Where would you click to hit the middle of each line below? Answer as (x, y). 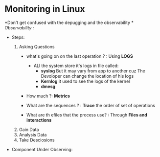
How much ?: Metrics (48, 96)
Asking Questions (37, 46)
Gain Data (29, 129)
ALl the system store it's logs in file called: (76, 66)
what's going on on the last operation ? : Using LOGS (80, 56)
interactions (39, 120)
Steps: (18, 37)
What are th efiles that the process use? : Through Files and (87, 115)
